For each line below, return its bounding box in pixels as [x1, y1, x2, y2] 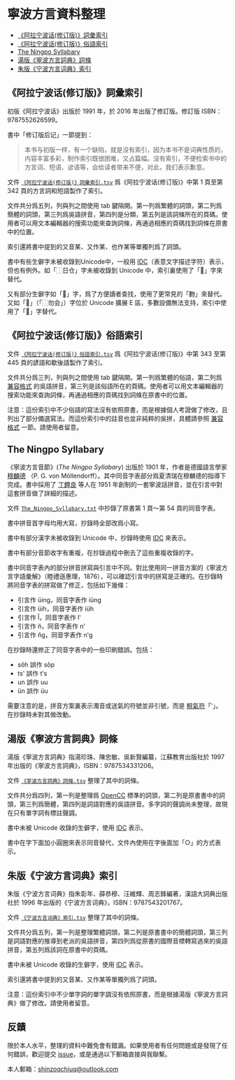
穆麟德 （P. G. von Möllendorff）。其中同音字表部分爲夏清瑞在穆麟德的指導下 [7, 471, 227, 480]
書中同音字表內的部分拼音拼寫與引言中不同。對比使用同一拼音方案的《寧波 [7, 564, 222, 572]
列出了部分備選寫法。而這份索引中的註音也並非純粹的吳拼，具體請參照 [7, 414, 210, 422]
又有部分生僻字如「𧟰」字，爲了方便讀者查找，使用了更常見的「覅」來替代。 [7, 290, 226, 298]
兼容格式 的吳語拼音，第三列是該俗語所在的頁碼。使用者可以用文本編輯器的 [7, 382, 224, 390]
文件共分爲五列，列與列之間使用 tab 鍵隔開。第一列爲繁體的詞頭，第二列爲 [7, 201, 222, 210]
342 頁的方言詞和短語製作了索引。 [7, 186, 107, 194]
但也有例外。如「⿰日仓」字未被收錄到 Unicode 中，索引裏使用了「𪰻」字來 [7, 266, 223, 274]
